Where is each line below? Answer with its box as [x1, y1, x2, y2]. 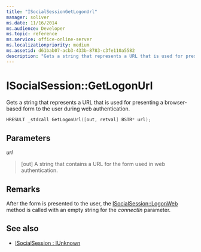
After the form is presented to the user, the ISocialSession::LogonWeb [6, 200, 178, 207]
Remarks [6, 184, 41, 194]
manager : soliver [6, 14, 50, 20]
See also [6, 223, 39, 233]
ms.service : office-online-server [6, 36, 93, 42]
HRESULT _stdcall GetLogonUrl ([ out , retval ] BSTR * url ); [6, 116, 151, 122]
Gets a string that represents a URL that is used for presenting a [6, 99, 163, 106]
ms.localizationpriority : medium [6, 42, 90, 48]
